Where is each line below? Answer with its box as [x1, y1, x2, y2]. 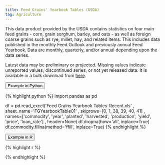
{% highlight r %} [5, 144, 41, 150]
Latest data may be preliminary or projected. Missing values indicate [5, 62, 146, 68]
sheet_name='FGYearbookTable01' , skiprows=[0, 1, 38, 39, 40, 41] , [5, 108, 145, 114]
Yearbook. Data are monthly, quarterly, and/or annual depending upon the [5, 47, 157, 53]
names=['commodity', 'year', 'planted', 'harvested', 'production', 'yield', [5, 113, 151, 119]
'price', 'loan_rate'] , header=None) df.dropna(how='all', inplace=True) [5, 118, 150, 125]
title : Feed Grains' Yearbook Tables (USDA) [5, 7, 99, 12]
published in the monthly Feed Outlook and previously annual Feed [5, 41, 143, 47]
